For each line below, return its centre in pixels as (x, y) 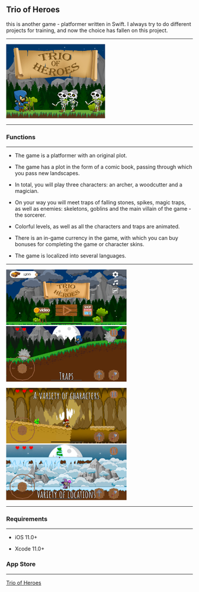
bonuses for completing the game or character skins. (79, 244)
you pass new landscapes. (47, 173)
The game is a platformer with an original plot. (71, 156)
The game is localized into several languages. (70, 256)
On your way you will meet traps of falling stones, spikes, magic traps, (100, 202)
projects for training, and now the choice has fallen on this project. (87, 30)
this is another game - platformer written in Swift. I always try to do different (99, 24)
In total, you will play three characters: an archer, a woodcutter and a (98, 185)
